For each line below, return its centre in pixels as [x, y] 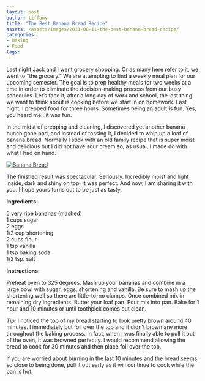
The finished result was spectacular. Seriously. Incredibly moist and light [98, 176]
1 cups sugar [22, 220]
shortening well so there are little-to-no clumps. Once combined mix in [95, 295]
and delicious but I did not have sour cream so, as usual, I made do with [97, 146]
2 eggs [15, 226]
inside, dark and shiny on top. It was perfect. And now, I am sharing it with [99, 183]
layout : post [23, 12]
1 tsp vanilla [21, 246]
